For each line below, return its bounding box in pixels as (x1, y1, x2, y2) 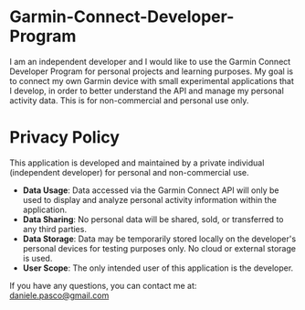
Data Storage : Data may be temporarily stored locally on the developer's (22, 233, 297, 244)
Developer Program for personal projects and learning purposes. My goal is (9, 66, 294, 77)
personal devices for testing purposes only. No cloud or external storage (22, 242, 297, 253)
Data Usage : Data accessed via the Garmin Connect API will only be (22, 185, 279, 196)
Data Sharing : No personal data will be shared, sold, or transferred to (22, 213, 284, 225)
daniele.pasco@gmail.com (9, 290, 110, 301)
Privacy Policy (9, 127, 121, 148)
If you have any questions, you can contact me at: (9, 280, 197, 291)
